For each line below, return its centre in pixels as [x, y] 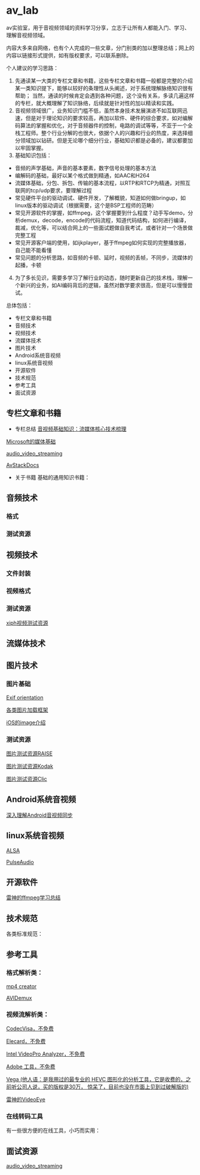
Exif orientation [25, 697]
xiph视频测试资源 [27, 623]
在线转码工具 [25, 1116]
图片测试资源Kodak [30, 766]
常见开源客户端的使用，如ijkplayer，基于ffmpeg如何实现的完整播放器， [102, 242]
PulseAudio [20, 862]
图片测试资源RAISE [29, 753]
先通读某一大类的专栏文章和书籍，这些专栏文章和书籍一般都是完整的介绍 [104, 81]
